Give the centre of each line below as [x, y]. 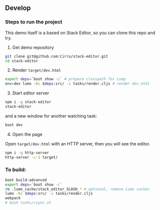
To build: [16, 170]
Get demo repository [33, 47]
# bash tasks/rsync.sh [28, 203]
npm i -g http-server [27, 153]
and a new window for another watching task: [51, 116]
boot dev [14, 125]
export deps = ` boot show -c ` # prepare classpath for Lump [65, 79]
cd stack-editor [22, 61]
